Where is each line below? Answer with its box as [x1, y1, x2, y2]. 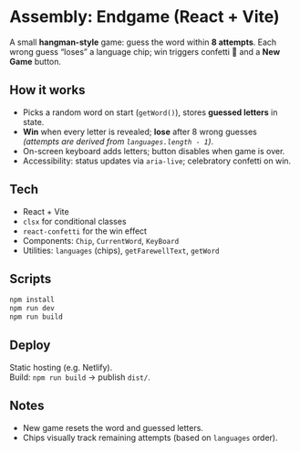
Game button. [9, 56, 62, 67]
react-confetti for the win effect [22, 226, 148, 237]
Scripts [9, 271, 52, 287]
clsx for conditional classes [22, 215, 127, 226]
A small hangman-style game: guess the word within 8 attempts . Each [9, 37, 277, 47]
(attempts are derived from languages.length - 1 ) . [22, 135, 214, 147]
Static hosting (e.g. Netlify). [9, 362, 113, 373]
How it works [9, 82, 86, 98]
